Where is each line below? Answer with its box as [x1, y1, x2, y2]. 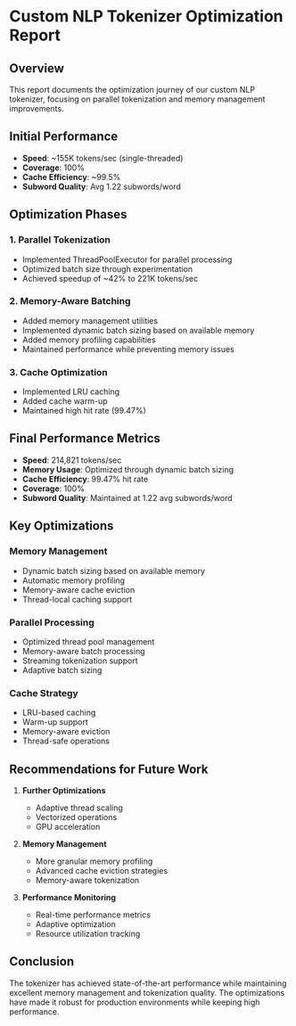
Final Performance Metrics [9, 431, 160, 447]
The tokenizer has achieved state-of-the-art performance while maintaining [9, 978, 287, 989]
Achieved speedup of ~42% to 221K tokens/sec [21, 273, 199, 283]
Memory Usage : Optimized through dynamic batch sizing [21, 464, 234, 474]
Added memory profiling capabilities [21, 334, 156, 345]
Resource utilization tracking [35, 929, 141, 939]
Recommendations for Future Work [9, 761, 209, 776]
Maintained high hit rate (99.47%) [21, 406, 147, 416]
